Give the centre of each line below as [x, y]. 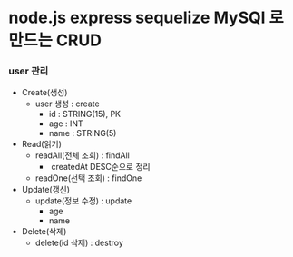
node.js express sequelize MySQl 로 [146, 18]
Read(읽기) [42, 144]
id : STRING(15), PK [85, 114]
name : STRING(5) [83, 133]
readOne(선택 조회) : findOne [88, 178]
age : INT [66, 124]
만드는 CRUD [55, 40]
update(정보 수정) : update [83, 201]
